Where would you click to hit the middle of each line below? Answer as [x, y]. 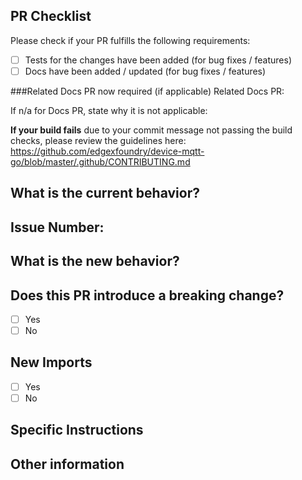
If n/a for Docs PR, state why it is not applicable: [109, 110]
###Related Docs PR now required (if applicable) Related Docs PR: [147, 91]
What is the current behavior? [105, 193]
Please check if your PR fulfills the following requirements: [130, 40]
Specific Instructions [77, 430]
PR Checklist [51, 16]
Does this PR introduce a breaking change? [147, 295]
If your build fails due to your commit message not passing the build [151, 130]
